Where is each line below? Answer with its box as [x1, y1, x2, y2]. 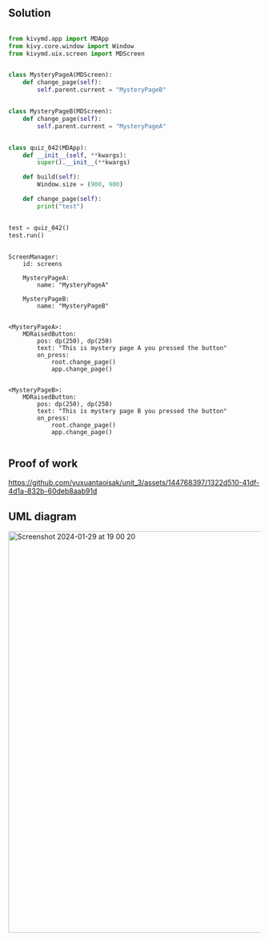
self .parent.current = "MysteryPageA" [37, 122, 167, 131]
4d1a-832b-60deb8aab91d [8, 486, 98, 496]
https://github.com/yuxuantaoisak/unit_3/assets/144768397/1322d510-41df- [8, 478, 260, 488]
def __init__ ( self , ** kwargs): [22, 151, 127, 159]
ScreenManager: [8, 252, 59, 261]
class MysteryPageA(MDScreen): [8, 71, 113, 79]
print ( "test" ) [37, 202, 84, 211]
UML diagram [8, 509, 77, 523]
